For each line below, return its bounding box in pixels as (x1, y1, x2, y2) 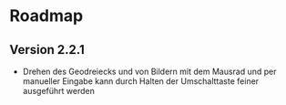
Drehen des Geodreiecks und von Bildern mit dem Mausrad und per (22, 66, 277, 77)
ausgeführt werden (22, 86, 96, 96)
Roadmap (9, 5, 84, 26)
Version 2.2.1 (9, 42, 85, 58)
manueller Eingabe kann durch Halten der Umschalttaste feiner (22, 76, 260, 87)
